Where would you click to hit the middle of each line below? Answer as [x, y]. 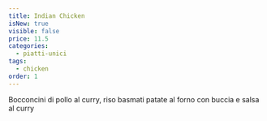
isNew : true [28, 24]
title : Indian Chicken [47, 16]
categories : [28, 46]
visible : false [34, 31]
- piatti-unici [41, 54]
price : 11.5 [28, 39]
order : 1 [23, 76]
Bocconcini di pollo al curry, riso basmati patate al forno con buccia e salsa [134, 99]
